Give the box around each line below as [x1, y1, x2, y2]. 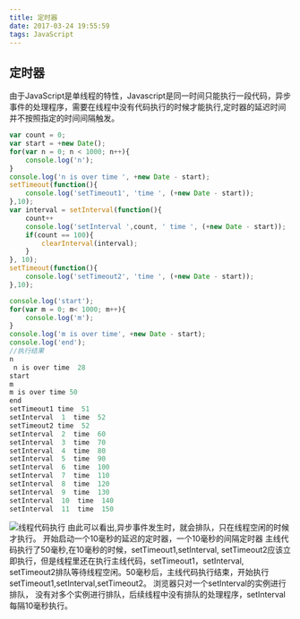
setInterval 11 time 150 [9, 505, 115, 513]
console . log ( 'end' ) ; [9, 338, 87, 347]
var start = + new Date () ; [9, 140, 106, 148]
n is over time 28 [13, 363, 87, 372]
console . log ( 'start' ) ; [9, 296, 94, 305]
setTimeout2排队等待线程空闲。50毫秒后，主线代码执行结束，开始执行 [9, 566, 270, 577]
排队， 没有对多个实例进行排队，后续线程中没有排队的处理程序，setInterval [9, 589, 287, 599]
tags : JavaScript [9, 30, 74, 38]
